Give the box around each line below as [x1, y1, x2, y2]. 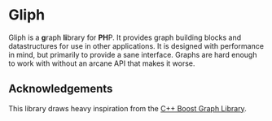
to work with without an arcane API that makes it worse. [8, 58, 195, 68]
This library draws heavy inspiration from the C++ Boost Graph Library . [8, 103, 247, 113]
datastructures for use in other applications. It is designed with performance [8, 41, 265, 50]
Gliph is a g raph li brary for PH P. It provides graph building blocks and [8, 32, 242, 42]
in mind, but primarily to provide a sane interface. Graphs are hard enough [8, 50, 257, 59]
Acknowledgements [8, 82, 113, 96]
